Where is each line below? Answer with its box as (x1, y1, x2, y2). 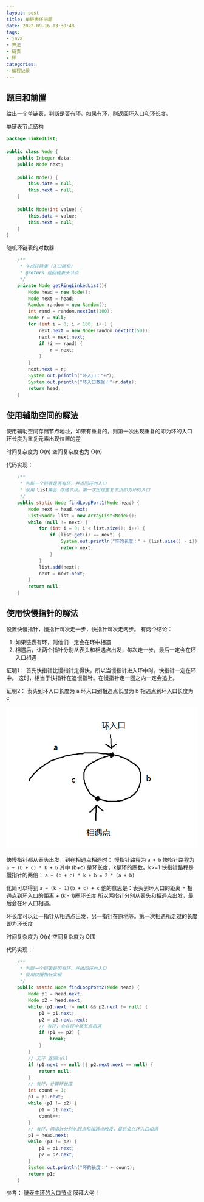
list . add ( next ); (38, 564, 80, 570)
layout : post (6, 10, 39, 16)
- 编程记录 (6, 68, 30, 74)
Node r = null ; (28, 315, 67, 321)
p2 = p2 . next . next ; (38, 1017, 88, 1023)
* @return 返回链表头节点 (19, 270, 79, 276)
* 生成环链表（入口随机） (19, 263, 75, 269)
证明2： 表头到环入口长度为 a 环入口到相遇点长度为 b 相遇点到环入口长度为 (6, 687, 194, 694)
